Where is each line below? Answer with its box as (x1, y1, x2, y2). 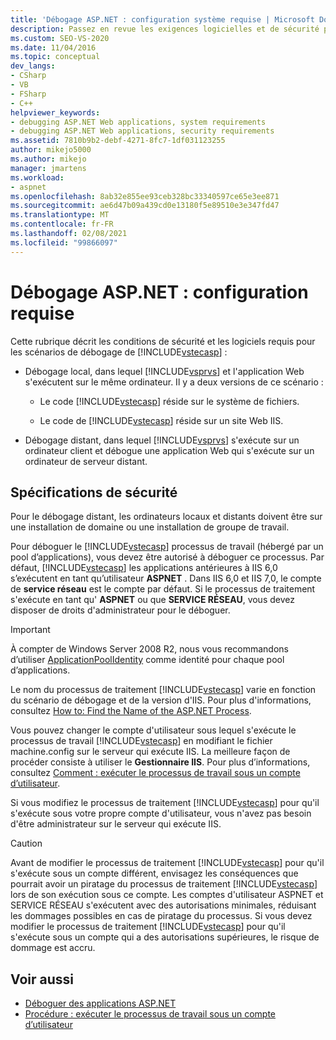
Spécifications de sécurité (10, 484, 178, 501)
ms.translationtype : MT (10, 210, 110, 220)
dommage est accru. (10, 942, 96, 954)
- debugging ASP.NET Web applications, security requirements (10, 126, 275, 136)
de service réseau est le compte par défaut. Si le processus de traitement (10, 583, 316, 595)
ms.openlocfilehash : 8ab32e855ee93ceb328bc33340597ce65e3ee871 (10, 191, 280, 201)
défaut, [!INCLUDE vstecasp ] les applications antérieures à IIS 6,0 (10, 562, 278, 574)
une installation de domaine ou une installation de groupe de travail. (10, 521, 290, 533)
